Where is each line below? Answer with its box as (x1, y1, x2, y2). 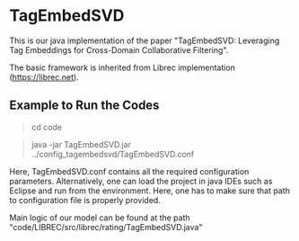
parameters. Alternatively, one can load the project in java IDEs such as (9, 175, 273, 186)
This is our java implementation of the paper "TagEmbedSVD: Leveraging (9, 35, 280, 46)
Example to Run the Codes (9, 98, 160, 113)
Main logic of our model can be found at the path (9, 212, 190, 223)
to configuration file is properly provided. (9, 194, 162, 205)
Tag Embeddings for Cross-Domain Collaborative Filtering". (9, 44, 229, 55)
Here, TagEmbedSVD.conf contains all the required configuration (9, 165, 250, 176)
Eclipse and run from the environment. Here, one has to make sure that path (9, 185, 290, 196)
